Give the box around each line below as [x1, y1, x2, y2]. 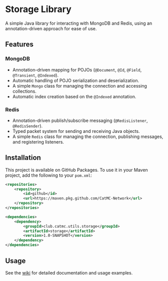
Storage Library [5, 4, 72, 15]
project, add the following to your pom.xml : [5, 172, 92, 178]
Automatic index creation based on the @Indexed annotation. [12, 93, 136, 99]
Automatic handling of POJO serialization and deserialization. [12, 77, 139, 84]
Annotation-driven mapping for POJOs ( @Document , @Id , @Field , [12, 66, 142, 73]
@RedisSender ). [12, 122, 43, 129]
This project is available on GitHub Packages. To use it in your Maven [5, 167, 148, 173]
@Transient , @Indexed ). [12, 72, 59, 78]
